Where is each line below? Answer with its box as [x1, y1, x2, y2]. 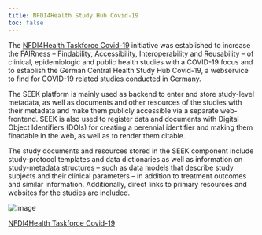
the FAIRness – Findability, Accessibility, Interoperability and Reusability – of [8, 49, 254, 58]
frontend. [8, 114, 39, 123]
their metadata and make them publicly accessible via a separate [8, 105, 219, 115]
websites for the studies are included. [8, 188, 131, 197]
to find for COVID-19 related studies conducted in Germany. [8, 74, 202, 83]
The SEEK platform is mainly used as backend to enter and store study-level [8, 89, 254, 98]
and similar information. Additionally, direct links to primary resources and [8, 179, 248, 189]
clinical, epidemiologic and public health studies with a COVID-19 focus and [8, 57, 253, 67]
